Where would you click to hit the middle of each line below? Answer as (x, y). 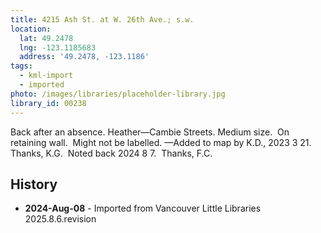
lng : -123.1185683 (58, 47)
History (34, 184)
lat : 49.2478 (46, 38)
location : (31, 29)
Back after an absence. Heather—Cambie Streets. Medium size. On (150, 132)
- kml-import (46, 76)
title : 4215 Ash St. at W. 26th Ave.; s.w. (102, 19)
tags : (21, 66)
